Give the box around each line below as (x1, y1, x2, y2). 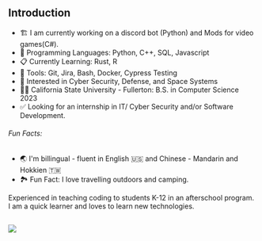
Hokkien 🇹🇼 (19, 166, 62, 175)
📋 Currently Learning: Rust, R (19, 56, 118, 66)
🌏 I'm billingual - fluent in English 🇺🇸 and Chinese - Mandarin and (19, 154, 239, 163)
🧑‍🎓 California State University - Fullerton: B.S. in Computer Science (19, 85, 239, 94)
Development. (19, 110, 66, 120)
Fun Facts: (8, 128, 43, 138)
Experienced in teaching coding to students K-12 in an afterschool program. (8, 193, 255, 203)
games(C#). (19, 39, 59, 48)
